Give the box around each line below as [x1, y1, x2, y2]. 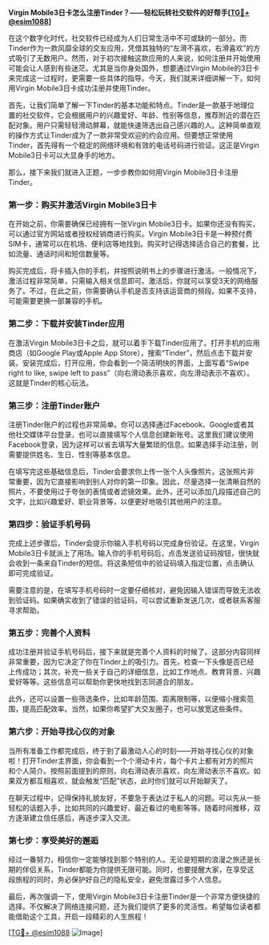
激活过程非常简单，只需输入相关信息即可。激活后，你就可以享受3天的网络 [8, 276, 251, 286]
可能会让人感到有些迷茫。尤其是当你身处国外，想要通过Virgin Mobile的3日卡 [8, 63, 260, 73]
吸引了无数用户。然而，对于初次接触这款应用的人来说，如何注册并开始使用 [14, 54, 261, 62]
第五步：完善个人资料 [8, 628, 90, 639]
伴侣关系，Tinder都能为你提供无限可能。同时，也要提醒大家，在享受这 [22, 865, 255, 875]
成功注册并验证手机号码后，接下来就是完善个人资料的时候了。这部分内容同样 [8, 647, 261, 657]
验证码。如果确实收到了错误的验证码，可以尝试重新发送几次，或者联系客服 [14, 596, 261, 605]
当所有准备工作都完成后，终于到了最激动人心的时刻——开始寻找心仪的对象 [8, 746, 254, 755]
